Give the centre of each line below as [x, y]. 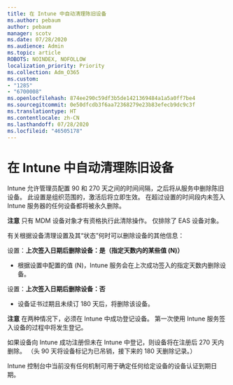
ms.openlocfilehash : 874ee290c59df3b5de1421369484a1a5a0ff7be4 [101, 99]
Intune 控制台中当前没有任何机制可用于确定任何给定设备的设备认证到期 [109, 366]
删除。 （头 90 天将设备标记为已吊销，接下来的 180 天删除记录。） [102, 351]
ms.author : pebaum [34, 20]
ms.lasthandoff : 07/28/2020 [48, 124]
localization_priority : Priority [56, 66]
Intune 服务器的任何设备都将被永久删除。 [66, 206]
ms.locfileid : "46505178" [45, 131]
